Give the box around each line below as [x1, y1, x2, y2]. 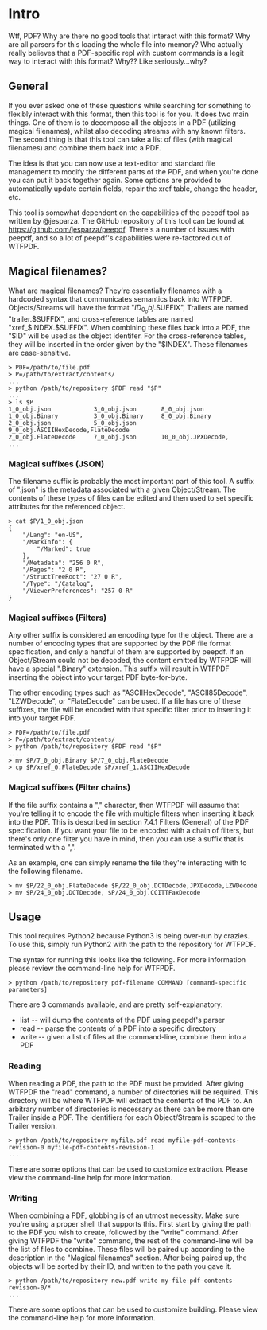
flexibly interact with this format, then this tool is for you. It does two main [8, 109, 249, 119]
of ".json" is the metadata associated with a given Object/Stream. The [8, 485, 237, 494]
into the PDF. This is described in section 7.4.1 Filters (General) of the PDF [8, 817, 250, 826]
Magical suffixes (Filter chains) [8, 782, 131, 793]
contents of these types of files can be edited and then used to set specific [8, 493, 254, 502]
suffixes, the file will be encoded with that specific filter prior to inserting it [8, 705, 252, 715]
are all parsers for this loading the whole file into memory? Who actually [8, 39, 244, 49]
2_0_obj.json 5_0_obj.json [8, 419, 137, 427]
